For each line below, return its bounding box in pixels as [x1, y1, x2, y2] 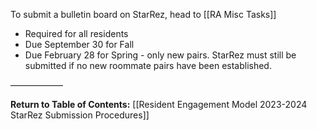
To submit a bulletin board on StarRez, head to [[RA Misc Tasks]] [10, 9, 277, 20]
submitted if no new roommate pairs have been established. [24, 60, 272, 71]
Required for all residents [24, 28, 129, 39]
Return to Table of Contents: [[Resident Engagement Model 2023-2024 [10, 99, 308, 110]
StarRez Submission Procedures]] [10, 109, 150, 121]
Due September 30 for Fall [24, 39, 135, 50]
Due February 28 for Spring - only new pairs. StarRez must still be [24, 49, 297, 61]
